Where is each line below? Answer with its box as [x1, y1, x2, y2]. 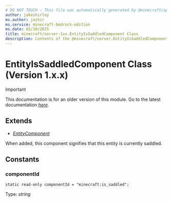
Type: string [5, 191, 31, 197]
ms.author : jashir [5, 17, 45, 22]
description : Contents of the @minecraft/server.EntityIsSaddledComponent [5, 36, 168, 42]
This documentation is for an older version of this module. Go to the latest [5, 96, 161, 102]
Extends [5, 117, 32, 125]
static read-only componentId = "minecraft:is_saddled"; [5, 182, 130, 188]
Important [5, 86, 26, 93]
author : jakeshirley [5, 12, 50, 17]
